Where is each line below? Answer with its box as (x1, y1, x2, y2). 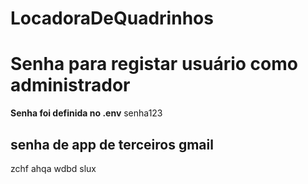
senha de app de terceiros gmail (10, 136, 214, 153)
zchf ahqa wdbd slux (10, 162, 97, 174)
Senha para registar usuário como (10, 53, 298, 76)
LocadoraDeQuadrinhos (10, 7, 214, 30)
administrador (10, 74, 131, 97)
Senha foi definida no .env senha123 (10, 107, 163, 119)
